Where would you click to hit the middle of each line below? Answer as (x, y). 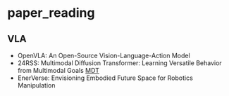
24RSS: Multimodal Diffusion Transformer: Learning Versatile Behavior (119, 63)
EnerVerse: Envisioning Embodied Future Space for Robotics (105, 78)
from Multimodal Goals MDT (58, 70)
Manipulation (36, 85)
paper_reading (51, 13)
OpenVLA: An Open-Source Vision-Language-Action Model (104, 55)
